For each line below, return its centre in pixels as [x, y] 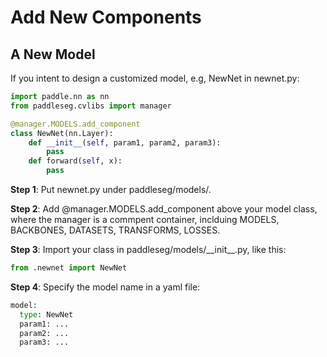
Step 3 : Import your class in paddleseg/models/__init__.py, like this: [148, 249]
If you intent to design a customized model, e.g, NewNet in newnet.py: [155, 78]
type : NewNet [46, 314]
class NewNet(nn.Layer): [62, 133]
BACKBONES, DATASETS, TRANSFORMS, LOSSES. [115, 230]
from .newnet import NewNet [69, 268]
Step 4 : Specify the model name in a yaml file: [105, 287]
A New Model [53, 54]
